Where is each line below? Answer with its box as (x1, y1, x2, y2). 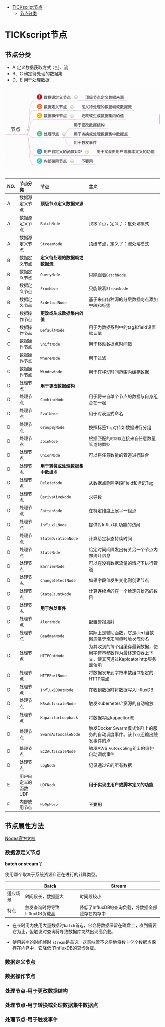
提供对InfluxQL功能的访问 (88, 522, 140, 527)
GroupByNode (40, 425, 65, 430)
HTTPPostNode (40, 673, 67, 679)
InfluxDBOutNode (40, 687, 74, 693)
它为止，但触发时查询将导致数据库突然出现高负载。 (12, 928, 116, 934)
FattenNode (40, 508, 63, 513)
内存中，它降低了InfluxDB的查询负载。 (21, 945, 99, 951)
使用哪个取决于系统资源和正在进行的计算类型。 (5, 871, 100, 878)
